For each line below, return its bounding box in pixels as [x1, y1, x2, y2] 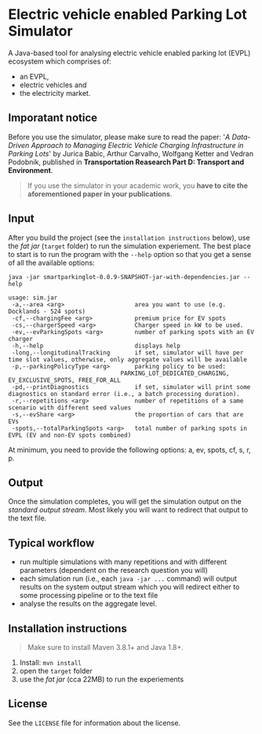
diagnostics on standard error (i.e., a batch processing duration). [8, 390, 241, 398]
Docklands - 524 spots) [8, 307, 86, 315]
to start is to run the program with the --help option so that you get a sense [8, 249, 252, 259]
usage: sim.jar [8, 293, 58, 302]
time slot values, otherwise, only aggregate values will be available [8, 355, 247, 363]
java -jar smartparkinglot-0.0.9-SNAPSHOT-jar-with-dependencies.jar [8, 273, 241, 281]
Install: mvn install [19, 658, 82, 667]
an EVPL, [19, 72, 49, 81]
